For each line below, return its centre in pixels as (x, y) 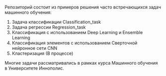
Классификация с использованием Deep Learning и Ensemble (77, 32)
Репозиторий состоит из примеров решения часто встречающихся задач (83, 7)
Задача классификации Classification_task (56, 22)
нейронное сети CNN (35, 48)
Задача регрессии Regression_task (49, 27)
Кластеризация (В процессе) (42, 53)
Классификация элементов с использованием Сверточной (75, 43)
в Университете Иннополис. (34, 68)
